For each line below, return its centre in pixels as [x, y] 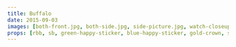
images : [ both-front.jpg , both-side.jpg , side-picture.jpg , [97, 26]
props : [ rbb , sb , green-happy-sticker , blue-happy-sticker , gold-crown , [116, 33]
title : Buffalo [29, 13]
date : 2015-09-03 [33, 20]
